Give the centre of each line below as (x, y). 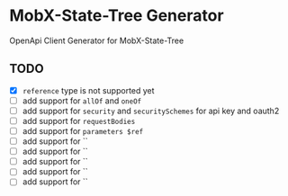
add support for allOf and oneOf (82, 101)
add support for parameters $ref (83, 131)
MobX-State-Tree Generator (117, 16)
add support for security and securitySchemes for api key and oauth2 (151, 111)
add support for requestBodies (79, 120)
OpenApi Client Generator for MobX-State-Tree (97, 40)
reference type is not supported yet (88, 90)
